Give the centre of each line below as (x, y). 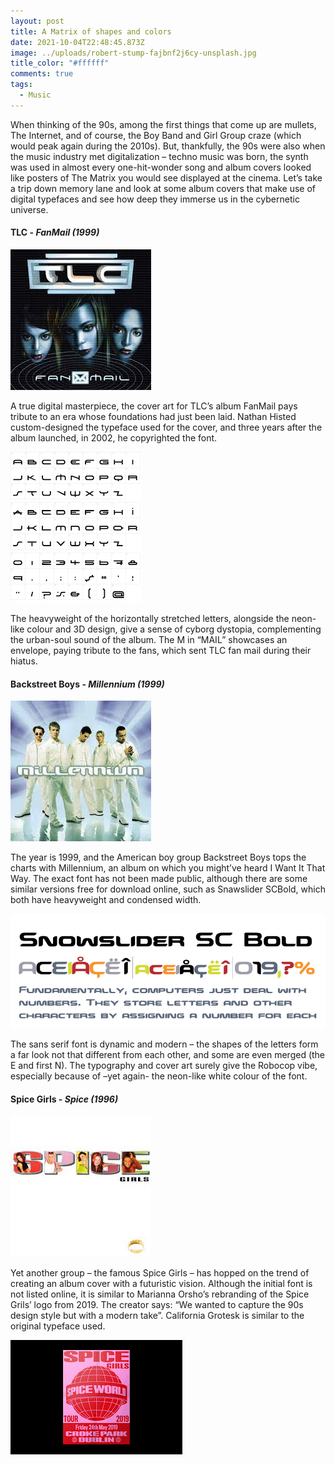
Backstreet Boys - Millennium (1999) (87, 684)
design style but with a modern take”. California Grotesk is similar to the (157, 1315)
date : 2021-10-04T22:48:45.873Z (77, 42)
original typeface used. (58, 1326)
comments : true (42, 74)
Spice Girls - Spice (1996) (64, 1099)
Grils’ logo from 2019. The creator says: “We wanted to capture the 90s (157, 1304)
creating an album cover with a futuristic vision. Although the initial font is (161, 1283)
